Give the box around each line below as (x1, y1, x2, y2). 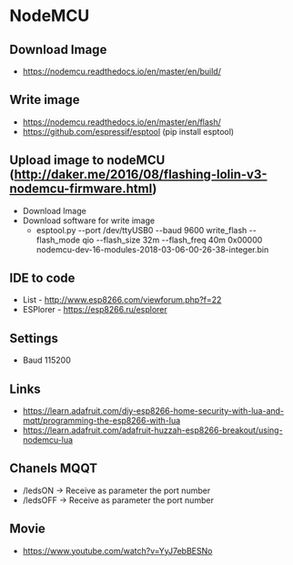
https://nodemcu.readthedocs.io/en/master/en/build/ (22, 66, 221, 77)
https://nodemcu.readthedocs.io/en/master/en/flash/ (22, 116, 221, 128)
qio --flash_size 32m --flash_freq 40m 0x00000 (81, 234, 263, 245)
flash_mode (35, 234, 80, 245)
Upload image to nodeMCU (9, 152, 166, 169)
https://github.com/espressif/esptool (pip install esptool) (22, 126, 235, 137)
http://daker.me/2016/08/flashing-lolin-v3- (14, 167, 268, 182)
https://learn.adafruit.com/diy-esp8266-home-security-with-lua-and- (22, 406, 285, 416)
